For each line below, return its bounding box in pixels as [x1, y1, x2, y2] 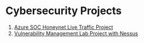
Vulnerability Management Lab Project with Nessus [14, 29, 139, 37]
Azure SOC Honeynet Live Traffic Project [14, 24, 113, 31]
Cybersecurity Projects [5, 4, 122, 18]
